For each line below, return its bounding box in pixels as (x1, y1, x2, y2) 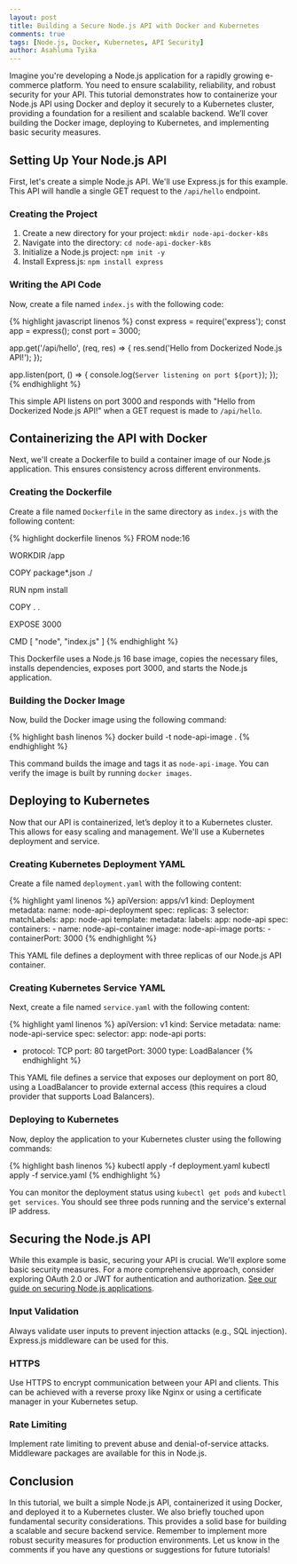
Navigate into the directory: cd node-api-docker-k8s (21, 237, 212, 249)
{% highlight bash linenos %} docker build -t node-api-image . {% (9, 731, 251, 742)
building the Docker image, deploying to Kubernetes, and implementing (9, 117, 270, 129)
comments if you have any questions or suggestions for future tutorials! (9, 1544, 270, 1555)
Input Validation (9, 1306, 80, 1318)
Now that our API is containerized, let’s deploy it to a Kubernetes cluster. (9, 817, 273, 827)
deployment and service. (9, 835, 100, 846)
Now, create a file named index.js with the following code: (9, 298, 224, 309)
